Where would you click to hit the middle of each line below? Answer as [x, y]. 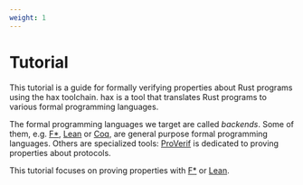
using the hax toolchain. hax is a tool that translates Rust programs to [138, 97]
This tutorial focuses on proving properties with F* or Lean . [119, 170]
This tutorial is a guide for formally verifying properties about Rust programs [151, 88]
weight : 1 [28, 18]
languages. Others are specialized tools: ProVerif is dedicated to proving [144, 143]
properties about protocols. [60, 153]
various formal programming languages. [84, 106]
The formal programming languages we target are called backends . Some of [152, 124]
